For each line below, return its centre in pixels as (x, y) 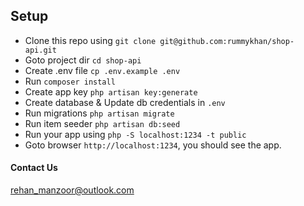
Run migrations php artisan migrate (99, 113)
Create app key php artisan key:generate (111, 91)
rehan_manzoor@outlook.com (72, 190)
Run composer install (70, 81)
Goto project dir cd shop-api (83, 60)
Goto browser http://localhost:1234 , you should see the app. (153, 145)
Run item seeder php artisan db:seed (102, 123)
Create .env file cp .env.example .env (102, 70)
